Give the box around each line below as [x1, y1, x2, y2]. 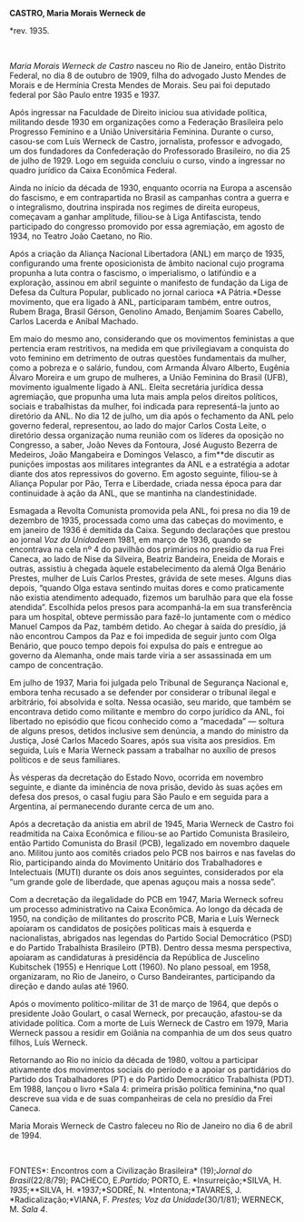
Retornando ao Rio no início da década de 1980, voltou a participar [9, 1055, 259, 1065]
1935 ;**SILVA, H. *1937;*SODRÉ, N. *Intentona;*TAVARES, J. [9, 1185, 242, 1195]
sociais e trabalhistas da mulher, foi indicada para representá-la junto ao [9, 401, 279, 411]
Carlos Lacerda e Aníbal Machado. [9, 316, 139, 326]
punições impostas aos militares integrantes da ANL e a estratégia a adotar [9, 458, 290, 469]
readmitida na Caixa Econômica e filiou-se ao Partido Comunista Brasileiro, [9, 828, 289, 839]
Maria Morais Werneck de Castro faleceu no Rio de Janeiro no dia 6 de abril [9, 1120, 293, 1131]
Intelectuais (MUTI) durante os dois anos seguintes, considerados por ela [9, 867, 284, 877]
